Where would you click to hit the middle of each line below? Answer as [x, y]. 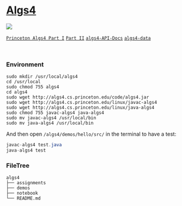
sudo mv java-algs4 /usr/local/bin [50, 123]
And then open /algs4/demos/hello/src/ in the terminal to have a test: [91, 134]
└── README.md [24, 198]
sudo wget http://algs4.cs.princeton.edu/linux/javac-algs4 [82, 103]
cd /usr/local [24, 82]
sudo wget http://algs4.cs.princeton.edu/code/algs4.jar [78, 97]
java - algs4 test [26, 151]
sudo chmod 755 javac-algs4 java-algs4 [55, 113]
